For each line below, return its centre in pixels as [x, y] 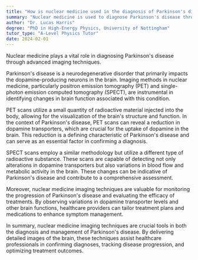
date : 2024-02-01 [27, 39]
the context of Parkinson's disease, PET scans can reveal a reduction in [93, 122]
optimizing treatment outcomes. [45, 251]
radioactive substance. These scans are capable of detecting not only [91, 159]
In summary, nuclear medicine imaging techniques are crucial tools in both [96, 226]
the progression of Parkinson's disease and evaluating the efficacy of [90, 195]
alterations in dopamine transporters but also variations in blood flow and [95, 165]
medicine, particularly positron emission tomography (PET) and [83, 86]
